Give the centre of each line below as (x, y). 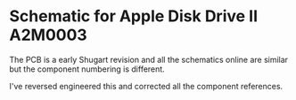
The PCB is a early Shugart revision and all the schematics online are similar (148, 59)
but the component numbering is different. (87, 69)
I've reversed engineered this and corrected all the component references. (146, 86)
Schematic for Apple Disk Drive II (134, 16)
